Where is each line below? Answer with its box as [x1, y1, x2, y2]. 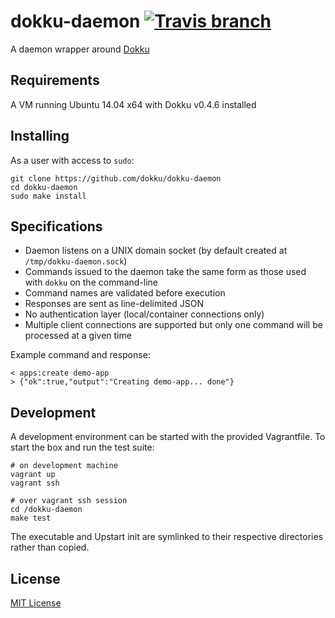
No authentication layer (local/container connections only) [24, 308, 265, 320]
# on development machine [10, 461, 118, 471]
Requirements [10, 72, 100, 89]
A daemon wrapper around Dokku [10, 43, 150, 55]
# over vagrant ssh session [10, 496, 128, 506]
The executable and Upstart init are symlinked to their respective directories [10, 531, 324, 543]
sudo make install [10, 191, 87, 201]
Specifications [10, 218, 103, 235]
